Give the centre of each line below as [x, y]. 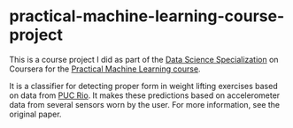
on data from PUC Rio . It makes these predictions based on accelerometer [145, 95]
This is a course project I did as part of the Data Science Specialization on [144, 59]
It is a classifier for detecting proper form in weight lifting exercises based [143, 86]
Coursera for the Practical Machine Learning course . [105, 69]
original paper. [35, 114]
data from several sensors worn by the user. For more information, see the [145, 104]
